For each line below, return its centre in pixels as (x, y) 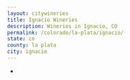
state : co (21, 39)
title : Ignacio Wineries (42, 20)
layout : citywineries (38, 13)
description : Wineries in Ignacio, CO (62, 26)
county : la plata (32, 45)
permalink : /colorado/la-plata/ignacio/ (66, 32)
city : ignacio (27, 52)
